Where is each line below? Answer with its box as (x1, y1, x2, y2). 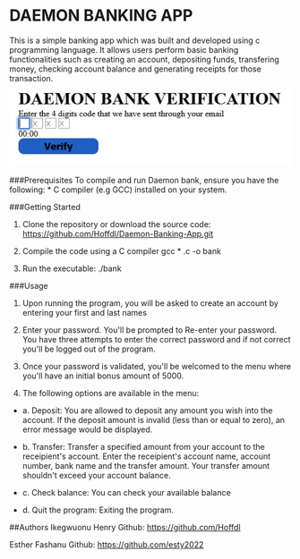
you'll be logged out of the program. (21, 343, 156, 354)
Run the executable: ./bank (21, 263, 123, 274)
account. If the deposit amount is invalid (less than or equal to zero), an (21, 415, 285, 426)
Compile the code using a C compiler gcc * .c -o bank (21, 246, 222, 257)
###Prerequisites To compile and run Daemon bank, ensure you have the (9, 175, 279, 186)
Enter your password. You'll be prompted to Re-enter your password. (21, 325, 278, 335)
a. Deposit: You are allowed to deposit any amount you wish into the (21, 405, 273, 416)
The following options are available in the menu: (21, 388, 200, 399)
